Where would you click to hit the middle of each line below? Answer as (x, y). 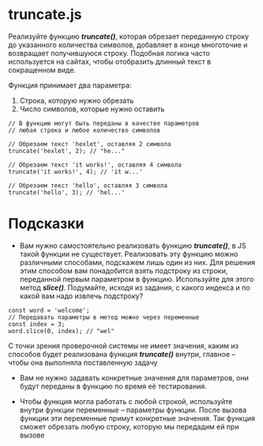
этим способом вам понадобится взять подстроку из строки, (124, 271)
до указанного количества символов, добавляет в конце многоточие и (128, 44)
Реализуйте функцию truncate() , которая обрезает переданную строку (129, 36)
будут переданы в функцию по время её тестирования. (113, 386)
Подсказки (46, 224)
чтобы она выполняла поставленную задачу (83, 362)
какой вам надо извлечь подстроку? (81, 296)
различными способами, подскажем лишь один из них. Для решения (137, 262)
